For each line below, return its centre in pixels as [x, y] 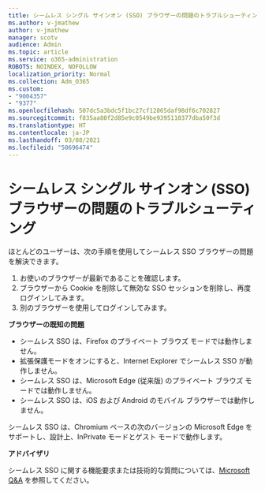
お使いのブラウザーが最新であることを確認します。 [102, 278]
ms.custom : [26, 89]
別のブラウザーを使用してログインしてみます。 [95, 307]
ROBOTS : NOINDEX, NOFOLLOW [52, 67]
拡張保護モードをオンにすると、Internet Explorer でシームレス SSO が [132, 361]
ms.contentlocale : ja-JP [49, 132]
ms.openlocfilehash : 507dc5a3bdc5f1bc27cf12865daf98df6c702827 [114, 111]
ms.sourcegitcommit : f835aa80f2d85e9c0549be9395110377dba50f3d [114, 118]
